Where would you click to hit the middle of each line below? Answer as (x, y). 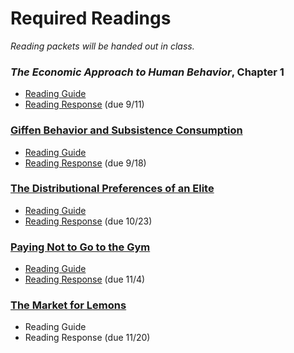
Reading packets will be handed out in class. (102, 46)
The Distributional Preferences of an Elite (112, 189)
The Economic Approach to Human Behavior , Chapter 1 (147, 72)
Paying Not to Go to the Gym (80, 247)
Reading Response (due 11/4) (85, 279)
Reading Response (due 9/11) (84, 104)
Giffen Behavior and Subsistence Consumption (126, 130)
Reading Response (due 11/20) (87, 338)
